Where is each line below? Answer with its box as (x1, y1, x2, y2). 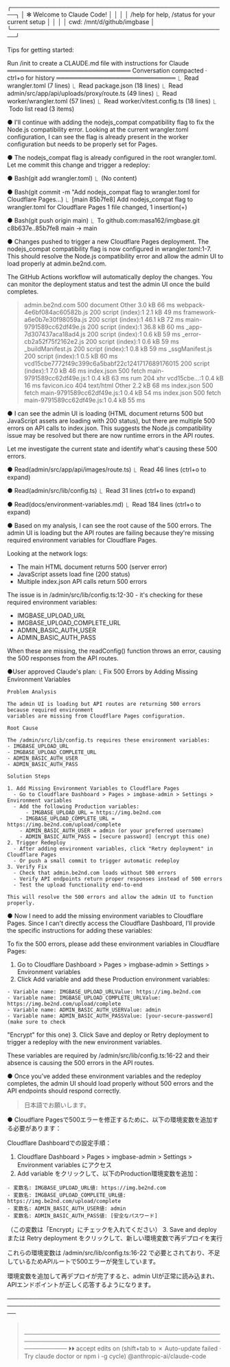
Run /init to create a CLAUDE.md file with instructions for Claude (7, 59, 189, 67)
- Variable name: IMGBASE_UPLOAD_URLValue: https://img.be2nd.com (7, 989, 201, 995)
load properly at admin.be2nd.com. (7, 259, 107, 267)
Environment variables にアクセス (16, 1161, 112, 1168)
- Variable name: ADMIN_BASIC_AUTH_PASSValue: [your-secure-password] (7, 1013, 214, 1020)
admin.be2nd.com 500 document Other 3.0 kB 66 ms (23, 301, 175, 309)
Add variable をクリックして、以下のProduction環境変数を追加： (16, 1169, 200, 1177)
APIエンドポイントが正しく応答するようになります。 (7, 1281, 154, 1288)
